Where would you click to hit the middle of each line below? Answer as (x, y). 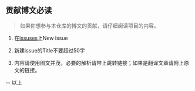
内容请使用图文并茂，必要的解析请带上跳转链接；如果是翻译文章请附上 (99, 62)
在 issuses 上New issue (41, 38)
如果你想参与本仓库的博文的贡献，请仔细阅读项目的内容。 (89, 26)
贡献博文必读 (29, 10)
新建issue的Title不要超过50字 (50, 50)
